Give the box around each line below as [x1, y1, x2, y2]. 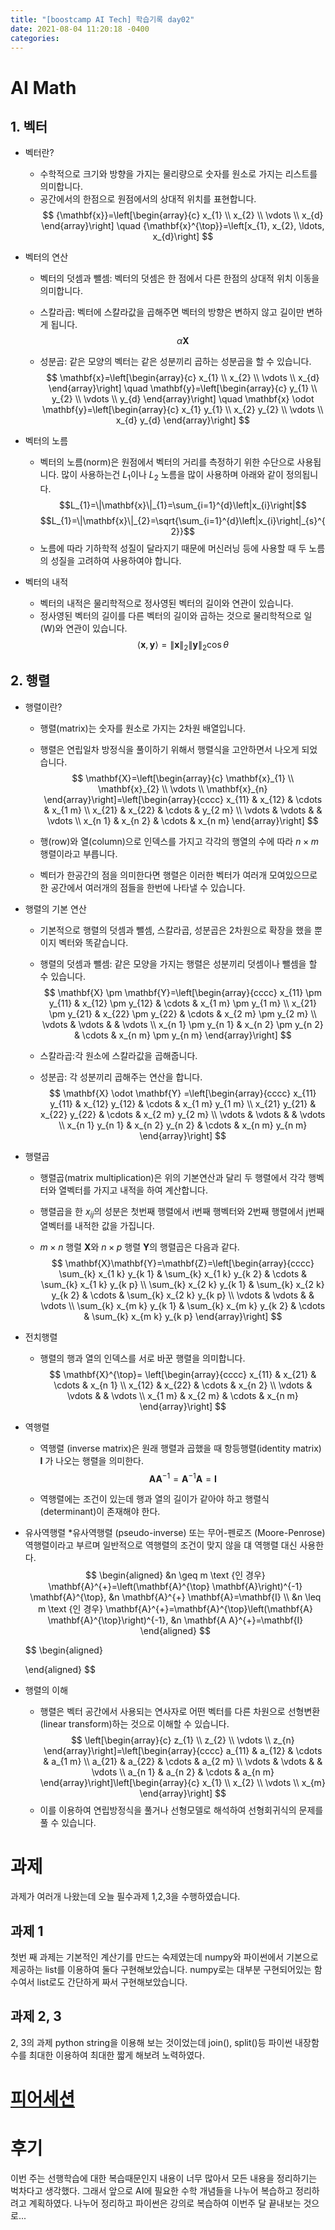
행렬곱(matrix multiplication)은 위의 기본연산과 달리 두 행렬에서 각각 [39, 1171, 307, 1183]
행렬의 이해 [24, 1684, 69, 1696]
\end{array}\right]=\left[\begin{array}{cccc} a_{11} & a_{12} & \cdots [43, 1745, 323, 1757]
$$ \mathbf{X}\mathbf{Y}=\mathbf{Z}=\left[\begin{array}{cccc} [51, 1257, 315, 1269]
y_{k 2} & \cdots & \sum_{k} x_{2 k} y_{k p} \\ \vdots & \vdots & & [51, 1289, 315, 1301]
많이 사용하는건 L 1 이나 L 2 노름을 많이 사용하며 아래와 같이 [61, 469, 284, 483]
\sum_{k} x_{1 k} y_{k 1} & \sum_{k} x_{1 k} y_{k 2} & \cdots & [58, 1267, 308, 1280]
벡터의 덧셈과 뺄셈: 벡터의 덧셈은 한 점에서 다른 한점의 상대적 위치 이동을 [39, 272, 320, 285]
